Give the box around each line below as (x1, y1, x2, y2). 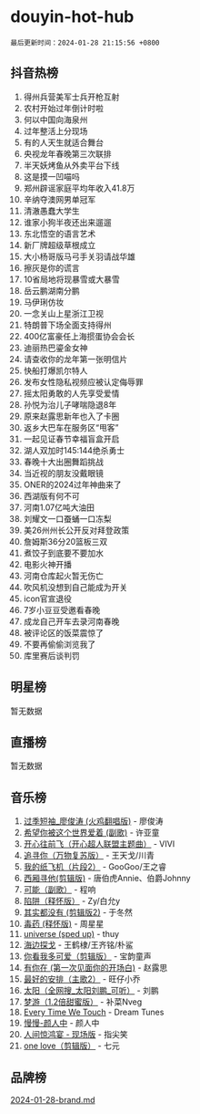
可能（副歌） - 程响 (23, 884, 96, 895)
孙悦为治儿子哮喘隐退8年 (23, 399, 117, 410)
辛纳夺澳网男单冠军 (23, 193, 96, 204)
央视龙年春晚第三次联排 (23, 148, 112, 159)
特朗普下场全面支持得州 (23, 319, 112, 330)
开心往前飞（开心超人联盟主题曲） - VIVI (23, 838, 175, 849)
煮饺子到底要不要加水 (23, 547, 104, 558)
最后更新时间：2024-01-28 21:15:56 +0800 (10, 38, 160, 47)
